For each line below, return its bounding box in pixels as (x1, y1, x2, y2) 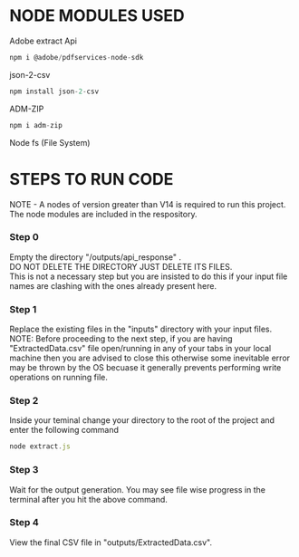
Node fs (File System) (9, 137, 91, 148)
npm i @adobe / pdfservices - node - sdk (9, 53, 144, 62)
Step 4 (9, 516, 39, 529)
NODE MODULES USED (9, 5, 186, 26)
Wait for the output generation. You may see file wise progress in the (9, 484, 265, 495)
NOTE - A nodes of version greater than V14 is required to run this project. (9, 198, 286, 209)
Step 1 (9, 303, 37, 315)
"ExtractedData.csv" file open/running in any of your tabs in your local (9, 343, 272, 354)
